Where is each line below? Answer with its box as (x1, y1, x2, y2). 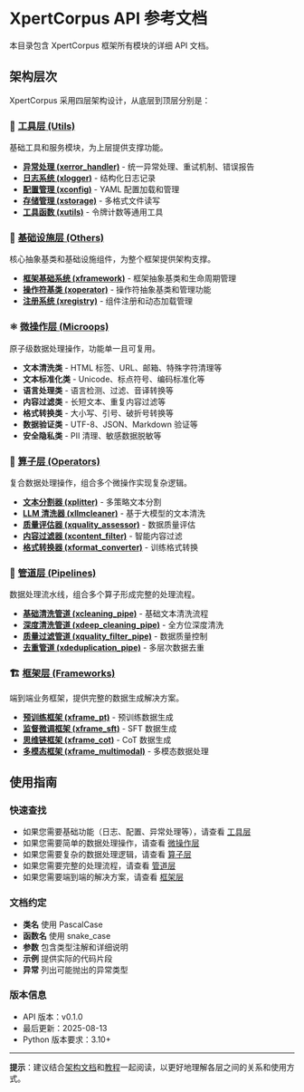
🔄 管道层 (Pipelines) (9, 566, 97, 579)
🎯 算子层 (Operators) (9, 455, 101, 468)
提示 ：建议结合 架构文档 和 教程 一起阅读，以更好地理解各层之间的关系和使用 (9, 1061, 287, 1072)
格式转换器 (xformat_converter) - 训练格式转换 (22, 541, 199, 553)
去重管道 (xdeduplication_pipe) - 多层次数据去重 (22, 643, 205, 653)
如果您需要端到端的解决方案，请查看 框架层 (22, 872, 184, 883)
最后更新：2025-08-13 (22, 1022, 108, 1033)
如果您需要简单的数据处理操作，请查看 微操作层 (22, 837, 200, 848)
